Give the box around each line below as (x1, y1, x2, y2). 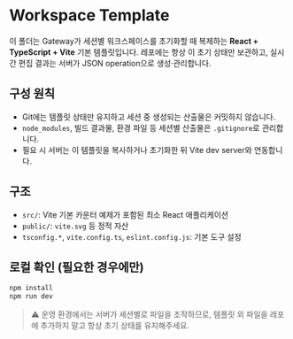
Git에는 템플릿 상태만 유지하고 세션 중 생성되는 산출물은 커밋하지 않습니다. (21, 112, 276, 122)
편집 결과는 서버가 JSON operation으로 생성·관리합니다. (18, 58, 212, 68)
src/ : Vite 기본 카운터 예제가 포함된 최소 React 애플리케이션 (21, 209, 228, 220)
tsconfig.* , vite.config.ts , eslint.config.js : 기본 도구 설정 (21, 231, 242, 242)
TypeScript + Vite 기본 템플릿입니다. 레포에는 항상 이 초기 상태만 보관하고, (9, 46, 268, 58)
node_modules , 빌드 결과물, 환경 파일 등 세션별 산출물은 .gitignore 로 (21, 122, 260, 133)
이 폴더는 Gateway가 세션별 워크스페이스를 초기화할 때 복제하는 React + (9, 35, 259, 46)
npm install (9, 284, 53, 293)
